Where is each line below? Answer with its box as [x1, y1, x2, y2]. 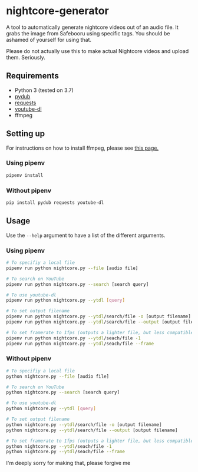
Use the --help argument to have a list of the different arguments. [6, 232, 166, 239]
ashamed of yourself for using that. [6, 36, 91, 43]
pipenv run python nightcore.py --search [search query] [6, 281, 149, 287]
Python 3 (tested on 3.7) [14, 87, 74, 94]
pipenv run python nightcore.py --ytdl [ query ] [6, 298, 126, 303]
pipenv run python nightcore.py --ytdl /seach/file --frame [6, 341, 154, 346]
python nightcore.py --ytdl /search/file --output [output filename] [6, 427, 178, 433]
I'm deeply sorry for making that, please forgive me [6, 460, 131, 467]
